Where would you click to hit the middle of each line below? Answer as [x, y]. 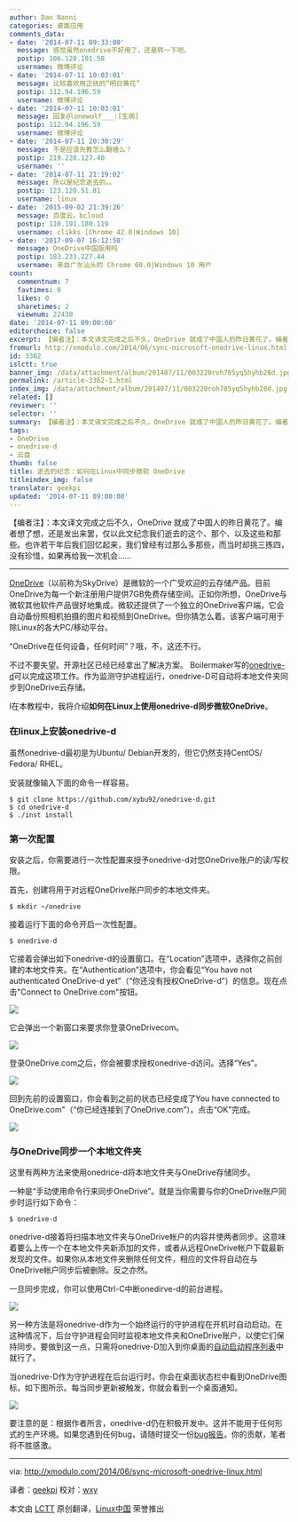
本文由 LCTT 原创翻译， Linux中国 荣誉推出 [87, 1509]
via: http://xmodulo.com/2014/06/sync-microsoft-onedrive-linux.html [136, 1471]
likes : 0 [33, 298]
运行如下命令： [52, 1202]
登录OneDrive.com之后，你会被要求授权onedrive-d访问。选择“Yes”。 [136, 1063]
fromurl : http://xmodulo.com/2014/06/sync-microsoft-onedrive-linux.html [149, 347]
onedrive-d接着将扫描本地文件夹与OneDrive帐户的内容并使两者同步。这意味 [148, 1237]
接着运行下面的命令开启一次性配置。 [75, 924]
